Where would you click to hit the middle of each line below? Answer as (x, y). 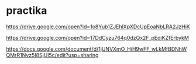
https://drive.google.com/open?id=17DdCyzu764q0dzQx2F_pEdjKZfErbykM (97, 37)
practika (27, 11)
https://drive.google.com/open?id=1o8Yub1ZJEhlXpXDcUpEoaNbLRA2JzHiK (98, 27)
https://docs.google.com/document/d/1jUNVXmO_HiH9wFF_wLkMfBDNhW (97, 49)
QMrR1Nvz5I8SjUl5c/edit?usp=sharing (52, 55)
